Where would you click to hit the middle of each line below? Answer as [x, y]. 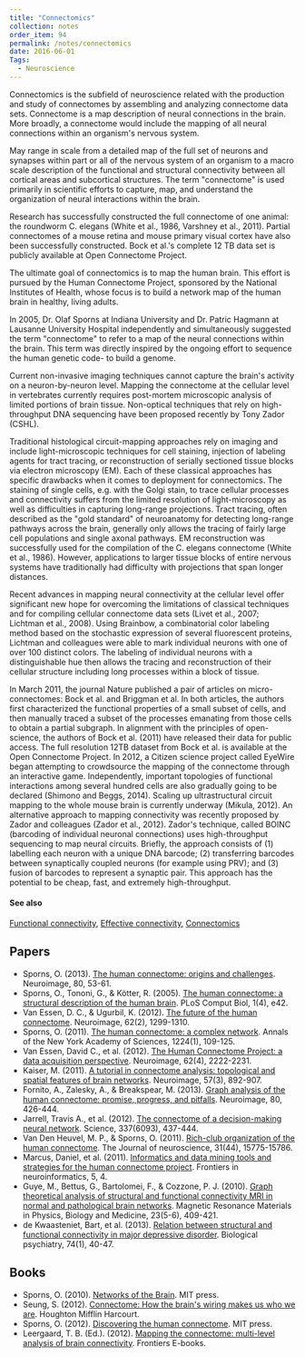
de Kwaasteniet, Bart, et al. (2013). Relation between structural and [148, 1224]
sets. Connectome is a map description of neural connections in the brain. [148, 114]
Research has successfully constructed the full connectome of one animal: [149, 216]
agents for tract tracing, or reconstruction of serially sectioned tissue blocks [152, 461]
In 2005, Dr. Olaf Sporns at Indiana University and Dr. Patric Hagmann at [144, 319]
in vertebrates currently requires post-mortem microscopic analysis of [141, 394]
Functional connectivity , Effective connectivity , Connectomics [125, 923]
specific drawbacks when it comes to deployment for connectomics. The [146, 480]
